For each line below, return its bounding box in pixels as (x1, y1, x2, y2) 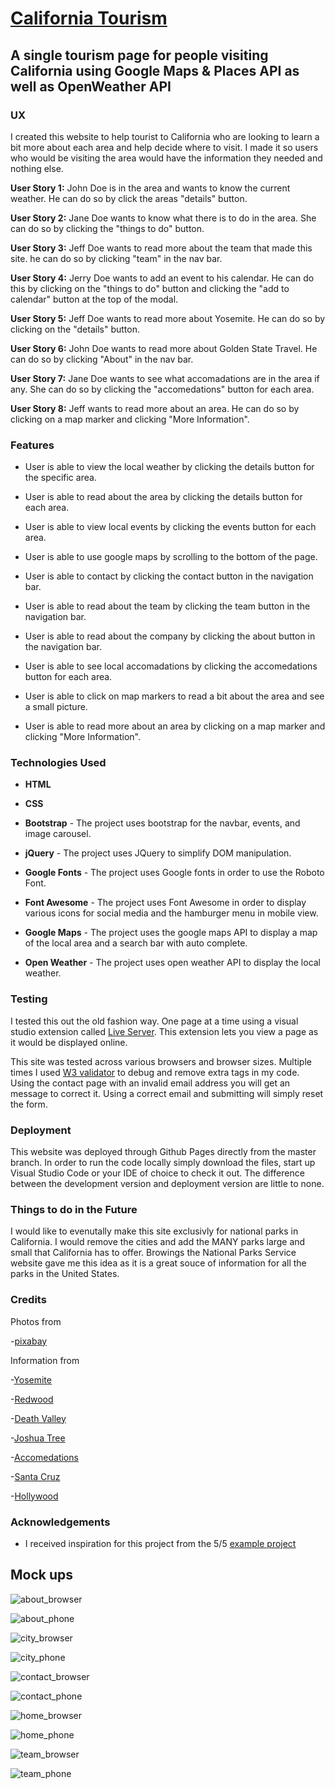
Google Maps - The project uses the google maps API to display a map (24, 927, 318, 939)
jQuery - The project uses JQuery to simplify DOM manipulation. (24, 847, 292, 859)
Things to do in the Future (10, 1202, 138, 1216)
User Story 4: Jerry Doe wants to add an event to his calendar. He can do (10, 272, 315, 284)
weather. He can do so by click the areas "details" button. (10, 192, 248, 204)
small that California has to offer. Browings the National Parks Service (10, 1247, 297, 1259)
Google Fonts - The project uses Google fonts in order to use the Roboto (24, 867, 325, 879)
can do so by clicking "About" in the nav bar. (10, 353, 194, 365)
